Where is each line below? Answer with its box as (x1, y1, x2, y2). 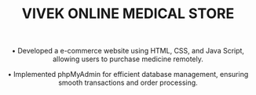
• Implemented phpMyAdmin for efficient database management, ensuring (7, 69, 249, 79)
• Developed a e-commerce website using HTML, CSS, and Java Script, (11, 46, 245, 55)
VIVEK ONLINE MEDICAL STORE (21, 5, 235, 23)
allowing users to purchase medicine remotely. (52, 54, 204, 64)
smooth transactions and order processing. (58, 78, 198, 87)
